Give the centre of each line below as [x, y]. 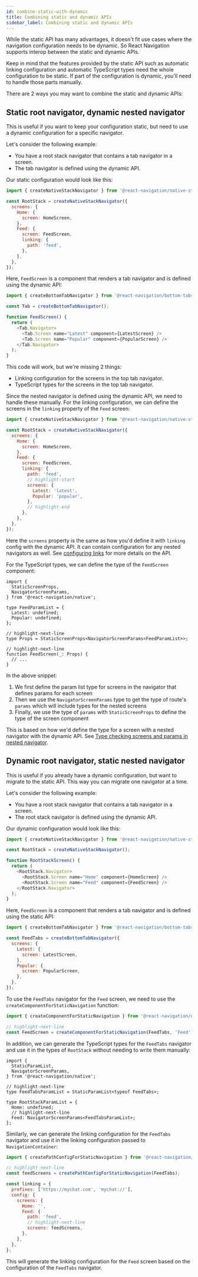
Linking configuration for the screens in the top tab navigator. [89, 379]
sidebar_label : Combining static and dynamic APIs [70, 22]
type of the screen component [52, 718]
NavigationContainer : [32, 1146]
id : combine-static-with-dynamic [47, 12]
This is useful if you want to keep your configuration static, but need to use [97, 127]
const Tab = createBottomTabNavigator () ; [58, 306]
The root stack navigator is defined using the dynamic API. [86, 817]
